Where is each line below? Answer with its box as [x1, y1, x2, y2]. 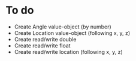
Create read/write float [14, 42, 71, 49]
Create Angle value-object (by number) [14, 23, 111, 30]
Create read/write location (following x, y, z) [14, 48, 123, 55]
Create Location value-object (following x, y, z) [14, 29, 131, 36]
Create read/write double [14, 36, 77, 43]
